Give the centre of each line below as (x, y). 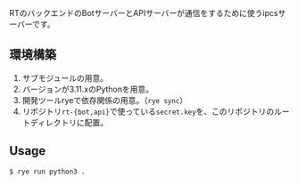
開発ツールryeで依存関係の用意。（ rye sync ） (105, 100)
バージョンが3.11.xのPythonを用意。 (88, 89)
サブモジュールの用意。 (65, 77)
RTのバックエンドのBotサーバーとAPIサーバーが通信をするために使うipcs (144, 13)
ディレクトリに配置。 (69, 122)
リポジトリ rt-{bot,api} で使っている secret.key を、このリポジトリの (148, 111)
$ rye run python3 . (48, 172)
